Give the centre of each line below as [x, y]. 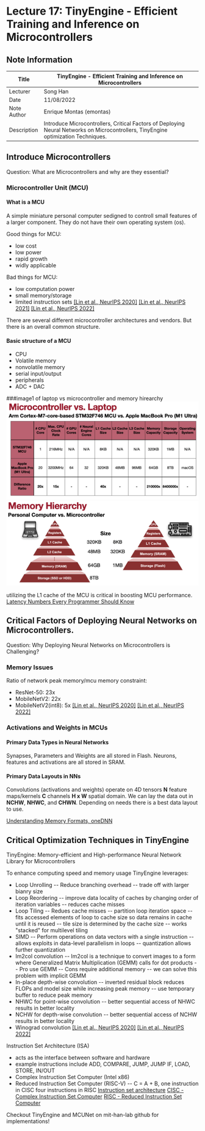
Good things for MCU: [34, 234]
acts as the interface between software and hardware [83, 1058]
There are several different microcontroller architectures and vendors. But [99, 320]
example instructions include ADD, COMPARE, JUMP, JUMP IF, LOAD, [103, 1064]
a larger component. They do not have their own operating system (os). [96, 222]
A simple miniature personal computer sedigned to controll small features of [102, 215]
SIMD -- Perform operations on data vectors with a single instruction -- [104, 937]
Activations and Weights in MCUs [57, 728]
